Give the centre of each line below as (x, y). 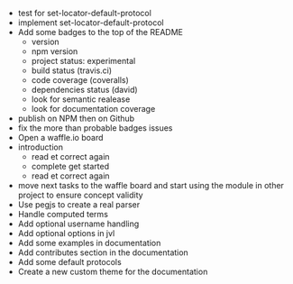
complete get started (70, 166)
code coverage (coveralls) (80, 80)
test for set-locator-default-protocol (84, 13)
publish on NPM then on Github (76, 118)
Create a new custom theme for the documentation (113, 271)
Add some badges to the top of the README (100, 32)
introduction (40, 147)
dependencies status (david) (84, 90)
